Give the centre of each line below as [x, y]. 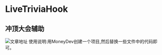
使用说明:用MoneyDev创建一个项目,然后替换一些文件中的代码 [91, 41]
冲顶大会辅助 [25, 28]
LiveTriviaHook [37, 9]
